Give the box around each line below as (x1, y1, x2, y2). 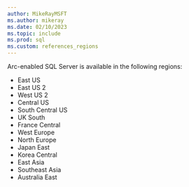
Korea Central (17, 150, 57, 159)
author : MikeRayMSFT (7, 10, 68, 18)
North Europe (17, 136, 57, 144)
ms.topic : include (7, 30, 61, 37)
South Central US (17, 106, 68, 114)
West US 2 (17, 91, 48, 99)
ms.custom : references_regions (7, 43, 99, 50)
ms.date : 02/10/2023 (7, 23, 68, 30)
